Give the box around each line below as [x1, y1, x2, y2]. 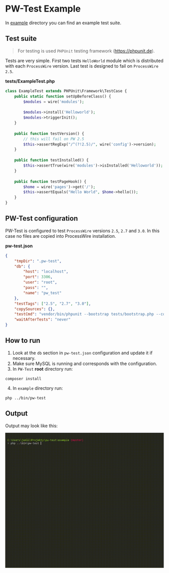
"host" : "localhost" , [23, 269, 69, 274]
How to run [5, 336, 41, 345]
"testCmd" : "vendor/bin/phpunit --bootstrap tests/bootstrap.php [14, 311, 154, 317]
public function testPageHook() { [14, 179, 87, 184]
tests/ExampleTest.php [5, 78, 55, 84]
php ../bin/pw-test [5, 395, 46, 400]
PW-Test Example [5, 3, 81, 15]
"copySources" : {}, [14, 306, 55, 311]
